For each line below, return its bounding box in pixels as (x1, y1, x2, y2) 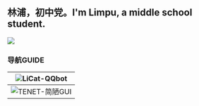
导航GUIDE (7, 55, 44, 65)
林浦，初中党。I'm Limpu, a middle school (7, 6, 193, 19)
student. (7, 18, 46, 30)
